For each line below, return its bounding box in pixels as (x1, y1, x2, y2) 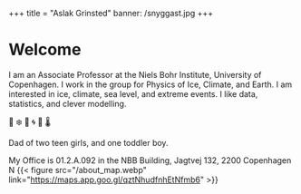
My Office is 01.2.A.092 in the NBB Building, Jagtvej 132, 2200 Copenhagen (8, 154, 292, 166)
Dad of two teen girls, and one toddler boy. (8, 137, 169, 148)
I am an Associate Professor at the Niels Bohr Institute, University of (8, 69, 262, 80)
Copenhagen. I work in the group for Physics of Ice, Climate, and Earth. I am (8, 79, 293, 90)
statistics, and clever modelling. (8, 98, 127, 109)
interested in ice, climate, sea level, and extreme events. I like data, (8, 88, 258, 99)
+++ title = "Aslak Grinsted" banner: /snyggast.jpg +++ (8, 8, 214, 18)
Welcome (8, 40, 82, 60)
